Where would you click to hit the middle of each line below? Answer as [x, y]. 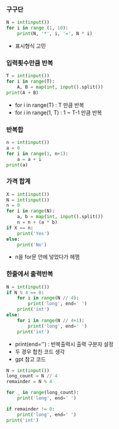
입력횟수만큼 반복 [30, 63]
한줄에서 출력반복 [30, 274]
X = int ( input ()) [28, 194]
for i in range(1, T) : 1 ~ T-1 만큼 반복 [58, 112]
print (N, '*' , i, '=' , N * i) [55, 34]
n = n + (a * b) [38, 222]
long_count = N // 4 [32, 376]
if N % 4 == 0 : [25, 293]
